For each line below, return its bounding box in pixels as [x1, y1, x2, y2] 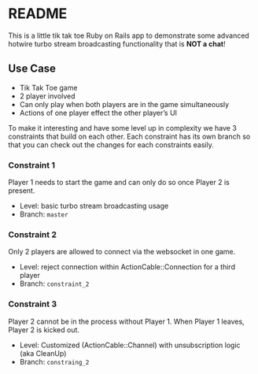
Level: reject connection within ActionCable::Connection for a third [19, 262, 236, 272]
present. [8, 186, 35, 195]
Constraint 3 [8, 298, 57, 309]
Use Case [8, 62, 57, 76]
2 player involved [19, 91, 76, 101]
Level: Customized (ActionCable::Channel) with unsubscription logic [19, 340, 241, 350]
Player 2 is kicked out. [8, 324, 80, 335]
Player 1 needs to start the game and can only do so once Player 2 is [8, 178, 230, 187]
